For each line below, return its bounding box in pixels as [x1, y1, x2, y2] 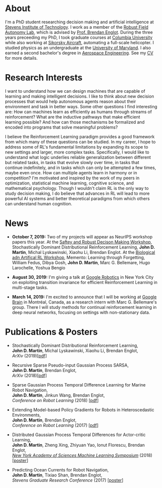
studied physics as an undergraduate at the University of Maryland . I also [5, 45, 151, 50]
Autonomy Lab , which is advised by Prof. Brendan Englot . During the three [5, 29, 153, 35]
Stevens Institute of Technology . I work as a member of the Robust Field [5, 24, 148, 30]
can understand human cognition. [5, 201, 73, 206]
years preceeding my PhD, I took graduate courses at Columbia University [5, 34, 153, 40]
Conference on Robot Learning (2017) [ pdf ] [12, 422, 99, 428]
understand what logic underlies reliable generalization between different [5, 154, 151, 160]
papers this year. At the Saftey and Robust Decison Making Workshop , [12, 239, 152, 245]
